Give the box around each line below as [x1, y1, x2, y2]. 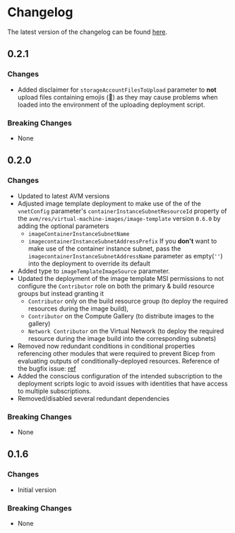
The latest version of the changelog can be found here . [7, 28, 168, 36]
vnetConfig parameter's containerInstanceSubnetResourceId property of [17, 206, 227, 215]
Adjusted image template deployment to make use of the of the [17, 199, 201, 208]
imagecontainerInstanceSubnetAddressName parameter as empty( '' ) [28, 251, 224, 260]
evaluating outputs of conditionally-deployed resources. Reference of [17, 357, 220, 365]
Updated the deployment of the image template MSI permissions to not [17, 274, 224, 282]
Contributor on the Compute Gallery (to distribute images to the [28, 311, 215, 320]
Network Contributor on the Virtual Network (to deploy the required [28, 326, 224, 335]
